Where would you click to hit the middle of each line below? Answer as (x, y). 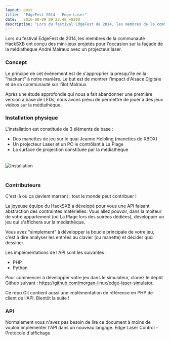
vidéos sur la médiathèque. (34, 105)
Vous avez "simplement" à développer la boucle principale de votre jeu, (80, 232)
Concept (16, 62)
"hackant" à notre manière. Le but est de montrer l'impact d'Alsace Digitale (83, 79)
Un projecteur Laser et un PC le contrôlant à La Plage (68, 144)
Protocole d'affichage (28, 333)
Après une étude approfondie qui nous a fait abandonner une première (79, 94)
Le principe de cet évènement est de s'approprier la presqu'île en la (76, 73)
